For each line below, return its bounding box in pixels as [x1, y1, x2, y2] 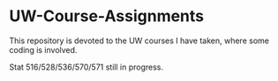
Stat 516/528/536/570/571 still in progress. [9, 62, 163, 72]
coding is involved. [9, 44, 78, 55]
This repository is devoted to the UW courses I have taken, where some [9, 35, 269, 46]
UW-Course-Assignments [9, 6, 205, 26]
